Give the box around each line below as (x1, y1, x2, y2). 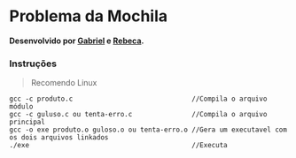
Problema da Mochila (9, 6, 168, 26)
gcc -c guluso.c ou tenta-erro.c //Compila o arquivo (9, 110, 268, 119)
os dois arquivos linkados (9, 133, 109, 142)
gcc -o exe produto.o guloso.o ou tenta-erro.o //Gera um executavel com (9, 125, 288, 134)
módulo (9, 102, 34, 111)
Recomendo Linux (30, 78, 97, 88)
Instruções (9, 57, 58, 70)
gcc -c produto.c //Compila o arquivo (9, 94, 268, 103)
